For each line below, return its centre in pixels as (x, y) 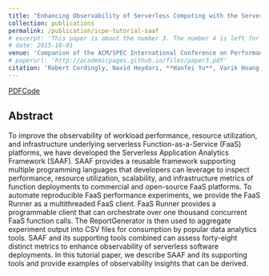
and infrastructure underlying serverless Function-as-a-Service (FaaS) (125, 144)
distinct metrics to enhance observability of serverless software (113, 246)
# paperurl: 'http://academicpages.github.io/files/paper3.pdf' (118, 61)
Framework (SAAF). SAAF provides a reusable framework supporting (122, 160)
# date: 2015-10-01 (41, 46)
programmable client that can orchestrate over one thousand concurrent (128, 212)
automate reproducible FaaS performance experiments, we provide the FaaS (134, 195)
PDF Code (24, 91)
